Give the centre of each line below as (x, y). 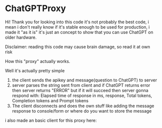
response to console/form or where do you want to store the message (82, 111)
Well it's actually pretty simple (35, 70)
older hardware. (21, 37)
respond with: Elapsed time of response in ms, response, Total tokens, (82, 96)
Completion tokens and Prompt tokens (50, 100)
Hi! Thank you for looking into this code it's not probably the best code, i (77, 22)
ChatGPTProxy (36, 8)
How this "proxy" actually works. (38, 61)
